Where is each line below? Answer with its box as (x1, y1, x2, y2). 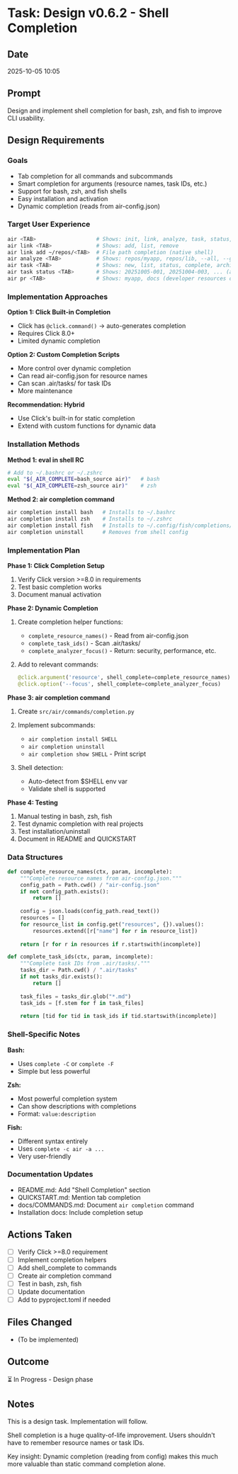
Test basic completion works (17, 582, 102, 591)
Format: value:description (17, 1109, 96, 1118)
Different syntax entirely (17, 1137, 89, 1145)
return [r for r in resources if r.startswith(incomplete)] (20, 941, 201, 948)
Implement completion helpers (17, 1255, 107, 1264)
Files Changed (7, 1316, 72, 1329)
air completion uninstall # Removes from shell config (7, 528, 189, 535)
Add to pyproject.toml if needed (17, 1296, 111, 1304)
